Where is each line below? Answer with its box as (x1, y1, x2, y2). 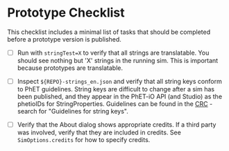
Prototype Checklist (7, 5, 125, 21)
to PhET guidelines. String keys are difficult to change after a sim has (17, 85, 215, 94)
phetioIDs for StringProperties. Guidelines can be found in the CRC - (17, 100, 213, 108)
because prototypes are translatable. (17, 64, 124, 72)
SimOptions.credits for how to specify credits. (17, 136, 151, 144)
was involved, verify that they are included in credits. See (17, 128, 182, 136)
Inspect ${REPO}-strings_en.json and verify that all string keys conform (17, 78, 222, 85)
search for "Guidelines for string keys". (17, 107, 128, 116)
